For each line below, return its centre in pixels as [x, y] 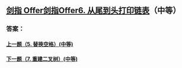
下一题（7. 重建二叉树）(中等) [42, 59]
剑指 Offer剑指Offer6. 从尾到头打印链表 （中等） [93, 11]
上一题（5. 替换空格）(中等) [40, 44]
